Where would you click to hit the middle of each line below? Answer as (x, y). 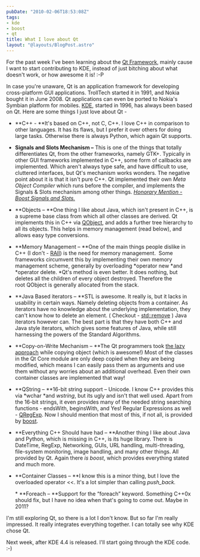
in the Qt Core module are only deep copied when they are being (95, 358)
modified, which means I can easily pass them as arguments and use (100, 365)
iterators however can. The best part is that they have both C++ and (99, 321)
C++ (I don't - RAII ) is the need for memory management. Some (94, 253)
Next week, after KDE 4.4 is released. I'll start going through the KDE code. (98, 542)
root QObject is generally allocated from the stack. (77, 285)
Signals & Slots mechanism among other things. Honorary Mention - (99, 192)
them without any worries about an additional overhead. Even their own (103, 371)
